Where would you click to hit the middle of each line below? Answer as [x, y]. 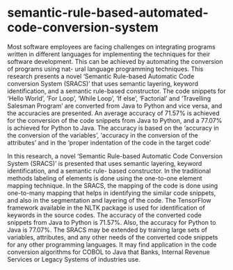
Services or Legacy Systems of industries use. [74, 259]
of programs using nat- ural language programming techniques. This [105, 69]
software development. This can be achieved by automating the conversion [115, 61]
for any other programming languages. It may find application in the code [112, 244]
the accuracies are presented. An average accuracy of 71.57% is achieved [114, 113]
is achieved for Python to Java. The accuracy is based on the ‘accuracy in [113, 128]
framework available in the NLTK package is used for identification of [106, 208]
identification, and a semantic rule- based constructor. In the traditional [109, 171]
